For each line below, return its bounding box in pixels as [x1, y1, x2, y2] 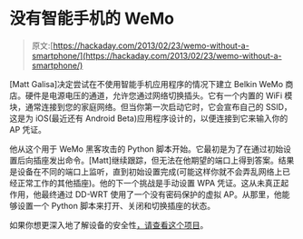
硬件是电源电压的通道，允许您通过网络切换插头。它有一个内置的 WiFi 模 [24, 90, 293, 101]
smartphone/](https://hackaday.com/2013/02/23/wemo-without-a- [31, 50, 283, 61]
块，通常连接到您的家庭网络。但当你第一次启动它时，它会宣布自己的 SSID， [9, 101, 292, 112]
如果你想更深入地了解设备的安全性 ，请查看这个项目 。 [9, 219, 209, 230]
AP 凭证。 [9, 124, 47, 134]
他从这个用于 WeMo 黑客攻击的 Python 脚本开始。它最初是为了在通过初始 [9, 143, 284, 154]
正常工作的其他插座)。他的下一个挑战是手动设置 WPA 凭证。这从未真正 [16, 177, 281, 188]
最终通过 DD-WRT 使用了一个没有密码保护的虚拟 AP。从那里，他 [40, 188, 283, 200]
